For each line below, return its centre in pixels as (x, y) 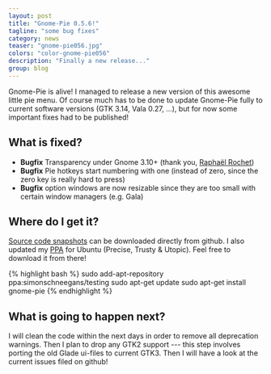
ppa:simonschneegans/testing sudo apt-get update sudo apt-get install (127, 283)
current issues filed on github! (58, 362)
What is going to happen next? (87, 316)
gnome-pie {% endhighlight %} (61, 291)
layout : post (30, 16)
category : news (34, 38)
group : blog (28, 69)
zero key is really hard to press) (72, 179)
